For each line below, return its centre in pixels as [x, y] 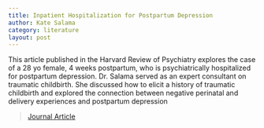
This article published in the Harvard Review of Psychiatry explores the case [132, 60]
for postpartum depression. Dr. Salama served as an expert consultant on [127, 76]
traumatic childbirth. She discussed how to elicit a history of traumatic [122, 85]
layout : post [30, 37]
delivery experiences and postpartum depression [88, 101]
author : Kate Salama [42, 23]
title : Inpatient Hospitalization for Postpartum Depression [111, 15]
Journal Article [52, 117]
